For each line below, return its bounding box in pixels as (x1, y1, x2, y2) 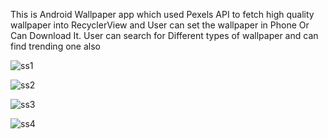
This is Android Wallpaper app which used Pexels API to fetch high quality (10, 9, 315, 20)
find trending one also (10, 40, 101, 52)
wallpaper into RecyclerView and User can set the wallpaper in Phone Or (10, 19, 310, 31)
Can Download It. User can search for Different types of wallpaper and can (10, 30, 319, 41)
